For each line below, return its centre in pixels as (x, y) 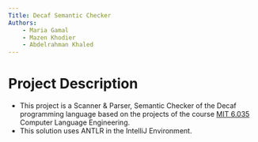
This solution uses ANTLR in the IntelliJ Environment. (106, 131)
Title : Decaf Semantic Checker (60, 15)
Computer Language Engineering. (75, 122)
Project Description (73, 84)
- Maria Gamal (46, 30)
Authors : (23, 23)
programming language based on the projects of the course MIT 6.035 (135, 114)
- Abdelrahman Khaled (58, 45)
